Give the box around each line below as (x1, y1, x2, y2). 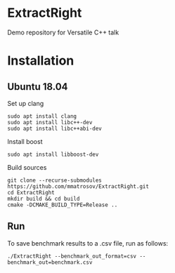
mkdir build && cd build (7, 195, 80, 202)
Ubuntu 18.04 (7, 81, 68, 93)
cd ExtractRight (7, 189, 55, 196)
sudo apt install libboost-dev (7, 151, 99, 158)
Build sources (7, 163, 47, 171)
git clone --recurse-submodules (7, 177, 102, 184)
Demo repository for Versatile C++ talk (7, 28, 119, 36)
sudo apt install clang (7, 112, 77, 120)
